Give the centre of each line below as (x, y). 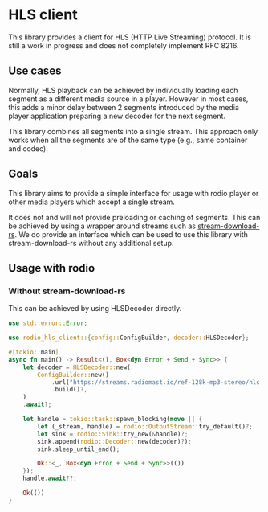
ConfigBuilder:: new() (73, 375)
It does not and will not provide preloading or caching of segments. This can (134, 217)
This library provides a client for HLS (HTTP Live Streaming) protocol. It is (130, 37)
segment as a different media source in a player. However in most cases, (128, 99)
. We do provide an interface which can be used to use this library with (132, 234)
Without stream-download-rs (67, 291)
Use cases (35, 71)
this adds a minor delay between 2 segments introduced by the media (124, 107)
